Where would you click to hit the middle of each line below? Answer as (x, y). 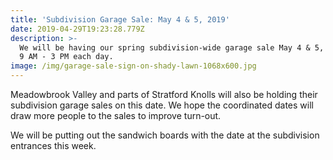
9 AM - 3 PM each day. (66, 57)
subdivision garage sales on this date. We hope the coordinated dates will (162, 105)
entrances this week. (53, 145)
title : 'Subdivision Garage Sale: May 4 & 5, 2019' (120, 19)
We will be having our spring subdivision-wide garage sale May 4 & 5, (172, 47)
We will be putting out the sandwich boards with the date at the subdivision (165, 135)
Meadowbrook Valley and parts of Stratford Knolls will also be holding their (164, 94)
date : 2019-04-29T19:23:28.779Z (77, 29)
